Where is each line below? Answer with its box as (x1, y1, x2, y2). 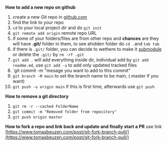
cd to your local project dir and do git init (12, 25, 102, 31)
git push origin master (12, 115, 63, 120)
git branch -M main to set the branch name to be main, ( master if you (12, 73, 159, 79)
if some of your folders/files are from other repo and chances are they (12, 35, 159, 41)
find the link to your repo (12, 20, 64, 25)
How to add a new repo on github (5, 5, 76, 10)
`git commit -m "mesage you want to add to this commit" (12, 67, 131, 74)
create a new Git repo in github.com (12, 14, 87, 20)
